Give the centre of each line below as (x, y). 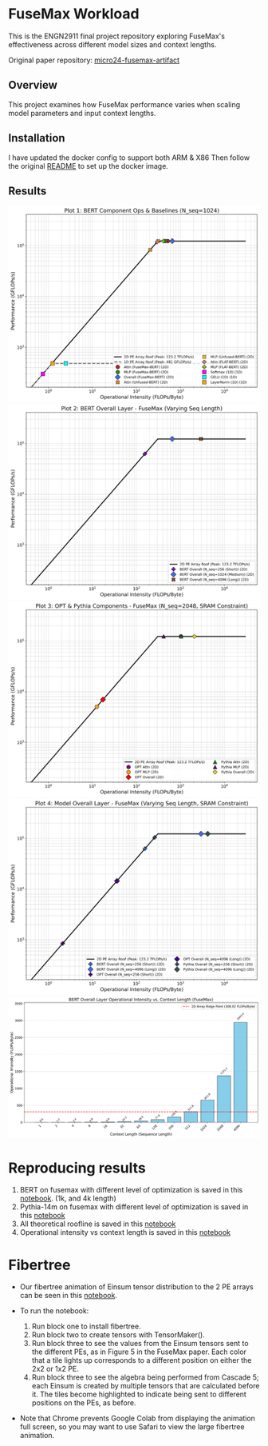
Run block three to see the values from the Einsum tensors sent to (140, 1344)
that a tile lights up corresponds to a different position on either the (142, 1360)
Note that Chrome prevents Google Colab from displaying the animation (137, 1418)
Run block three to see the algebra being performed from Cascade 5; (145, 1377)
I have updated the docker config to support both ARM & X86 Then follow (129, 158)
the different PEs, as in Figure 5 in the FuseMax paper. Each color (139, 1352)
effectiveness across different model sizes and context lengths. (112, 44)
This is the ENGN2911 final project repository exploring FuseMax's (117, 36)
